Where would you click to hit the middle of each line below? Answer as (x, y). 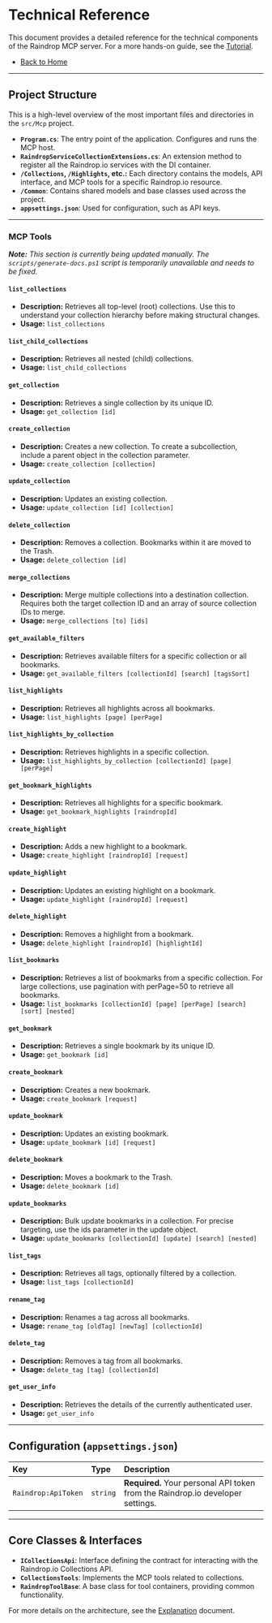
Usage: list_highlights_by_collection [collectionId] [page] (126, 761)
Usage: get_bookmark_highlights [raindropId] (99, 811)
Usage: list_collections (62, 324)
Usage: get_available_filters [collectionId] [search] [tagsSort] (135, 673)
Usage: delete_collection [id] (73, 560)
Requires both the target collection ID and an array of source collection (138, 603)
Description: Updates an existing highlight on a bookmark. (118, 890)
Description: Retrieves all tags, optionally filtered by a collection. (128, 1273)
